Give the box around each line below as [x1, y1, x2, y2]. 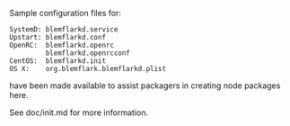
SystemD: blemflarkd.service [9, 25, 119, 34]
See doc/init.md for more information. [9, 107, 148, 118]
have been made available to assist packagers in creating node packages [9, 80, 281, 91]
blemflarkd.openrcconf [45, 49, 130, 58]
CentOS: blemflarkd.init [9, 57, 106, 66]
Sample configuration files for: [9, 8, 121, 18]
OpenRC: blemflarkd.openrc [9, 40, 115, 49]
